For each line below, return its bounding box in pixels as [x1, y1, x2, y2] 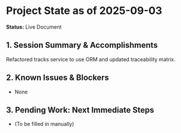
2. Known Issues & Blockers [6, 73, 109, 83]
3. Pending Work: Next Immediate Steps [6, 105, 155, 115]
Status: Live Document [6, 23, 62, 30]
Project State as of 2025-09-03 [6, 4, 162, 17]
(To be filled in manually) [14, 121, 74, 128]
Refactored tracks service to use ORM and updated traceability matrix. [6, 55, 176, 62]
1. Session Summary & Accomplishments [6, 40, 158, 50]
